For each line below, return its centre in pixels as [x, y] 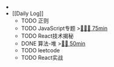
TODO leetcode [40, 50]
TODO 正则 [35, 21]
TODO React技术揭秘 [47, 36]
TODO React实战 [42, 58]
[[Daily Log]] [28, 13]
